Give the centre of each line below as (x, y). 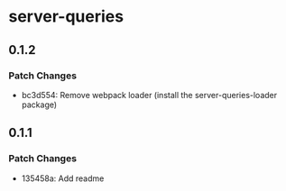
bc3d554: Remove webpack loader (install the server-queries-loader (149, 95)
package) (39, 105)
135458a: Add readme (63, 178)
